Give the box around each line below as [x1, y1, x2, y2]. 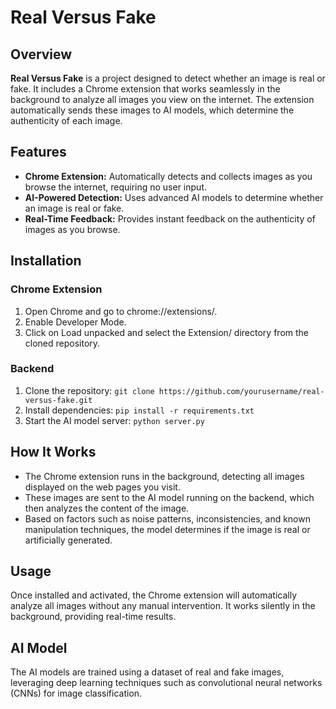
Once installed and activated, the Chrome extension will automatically [10, 589, 298, 601]
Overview [10, 46, 73, 63]
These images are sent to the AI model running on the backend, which [24, 491, 315, 503]
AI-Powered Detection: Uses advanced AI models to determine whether [24, 191, 324, 203]
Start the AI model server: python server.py [24, 414, 205, 426]
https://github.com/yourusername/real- [158, 386, 325, 396]
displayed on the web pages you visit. [24, 481, 181, 493]
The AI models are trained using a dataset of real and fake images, [10, 666, 285, 678]
